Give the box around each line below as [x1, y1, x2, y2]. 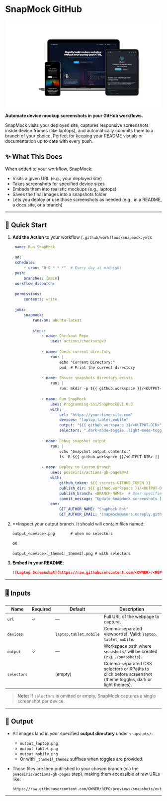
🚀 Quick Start [5, 221, 47, 229]
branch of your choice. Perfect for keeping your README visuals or [5, 133, 143, 139]
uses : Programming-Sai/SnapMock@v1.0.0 [50, 401, 133, 406]
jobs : [14, 307, 26, 312]
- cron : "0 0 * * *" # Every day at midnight [23, 265, 122, 271]
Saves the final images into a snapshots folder [12, 191, 107, 197]
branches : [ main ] [23, 276, 60, 281]
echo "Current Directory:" [59, 360, 115, 365]
